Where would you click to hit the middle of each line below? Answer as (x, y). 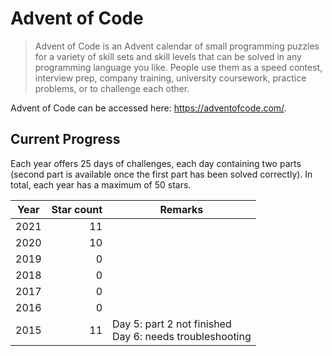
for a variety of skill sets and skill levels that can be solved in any (168, 56)
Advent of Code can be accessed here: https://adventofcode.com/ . (148, 108)
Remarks (181, 209)
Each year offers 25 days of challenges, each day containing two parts (156, 163)
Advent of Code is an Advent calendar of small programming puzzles (177, 46)
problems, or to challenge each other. (112, 88)
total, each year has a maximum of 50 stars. (101, 184)
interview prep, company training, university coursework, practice (170, 78)
